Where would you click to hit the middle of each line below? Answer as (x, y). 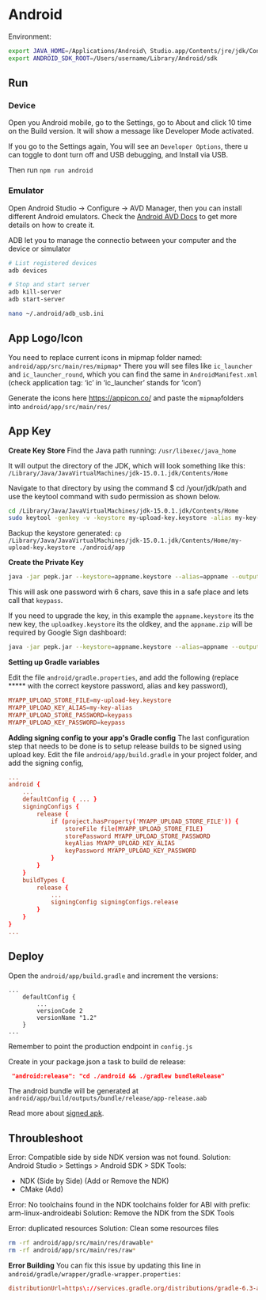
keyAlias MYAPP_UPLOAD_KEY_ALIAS (120, 843)
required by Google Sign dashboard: (67, 633)
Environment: (30, 36)
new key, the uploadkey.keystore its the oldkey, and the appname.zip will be (131, 624)
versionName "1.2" (67, 1018)
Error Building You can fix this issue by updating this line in (105, 1266)
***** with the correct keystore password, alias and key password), (118, 686)
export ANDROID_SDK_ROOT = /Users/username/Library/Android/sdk (113, 58)
